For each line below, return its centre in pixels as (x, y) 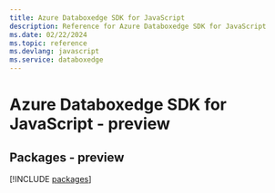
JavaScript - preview (90, 124)
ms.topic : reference (49, 43)
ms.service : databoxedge (56, 60)
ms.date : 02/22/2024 (49, 34)
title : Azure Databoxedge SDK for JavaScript (97, 18)
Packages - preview (67, 157)
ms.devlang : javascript (55, 52)
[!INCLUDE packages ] (51, 179)
